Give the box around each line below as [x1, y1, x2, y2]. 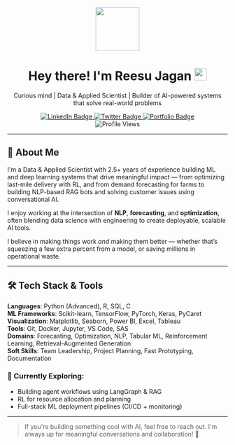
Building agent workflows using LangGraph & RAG [17, 387, 162, 395]
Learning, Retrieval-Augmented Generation [7, 339, 131, 348]
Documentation [7, 354, 52, 362]
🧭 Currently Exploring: [7, 371, 85, 381]
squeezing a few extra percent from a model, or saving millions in [7, 245, 196, 253]
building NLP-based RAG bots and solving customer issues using [7, 187, 194, 196]
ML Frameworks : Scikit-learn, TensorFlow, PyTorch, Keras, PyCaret [7, 309, 202, 317]
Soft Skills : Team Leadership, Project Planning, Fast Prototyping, [7, 346, 194, 355]
